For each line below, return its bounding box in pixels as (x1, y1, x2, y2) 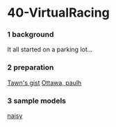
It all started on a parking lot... (7, 45, 93, 53)
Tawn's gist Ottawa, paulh (7, 78, 82, 87)
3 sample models (7, 96, 67, 105)
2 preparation (7, 62, 54, 72)
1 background (7, 30, 54, 40)
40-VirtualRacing (7, 5, 110, 21)
